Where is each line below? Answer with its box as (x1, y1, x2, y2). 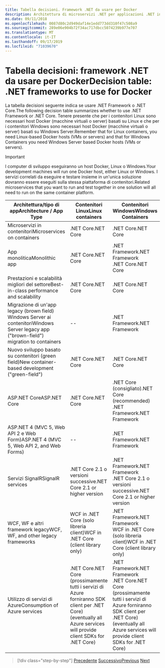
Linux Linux (76, 207, 102, 214)
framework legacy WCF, (7, 526, 62, 533)
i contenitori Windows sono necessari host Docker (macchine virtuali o (5, 123, 148, 129)
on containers (7, 234, 39, 241)
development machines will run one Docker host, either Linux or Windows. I (5, 168, 158, 174)
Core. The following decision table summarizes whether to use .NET (5, 107, 141, 113)
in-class (7, 287, 27, 294)
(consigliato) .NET (112, 385, 153, 392)
